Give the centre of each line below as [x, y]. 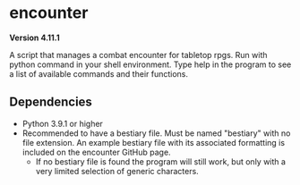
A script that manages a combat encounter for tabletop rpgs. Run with [138, 55]
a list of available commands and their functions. [99, 73]
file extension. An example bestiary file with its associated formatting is [153, 142]
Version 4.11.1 [34, 38]
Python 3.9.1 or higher [62, 123]
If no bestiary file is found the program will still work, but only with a [161, 161]
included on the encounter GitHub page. [97, 152]
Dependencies [51, 102]
